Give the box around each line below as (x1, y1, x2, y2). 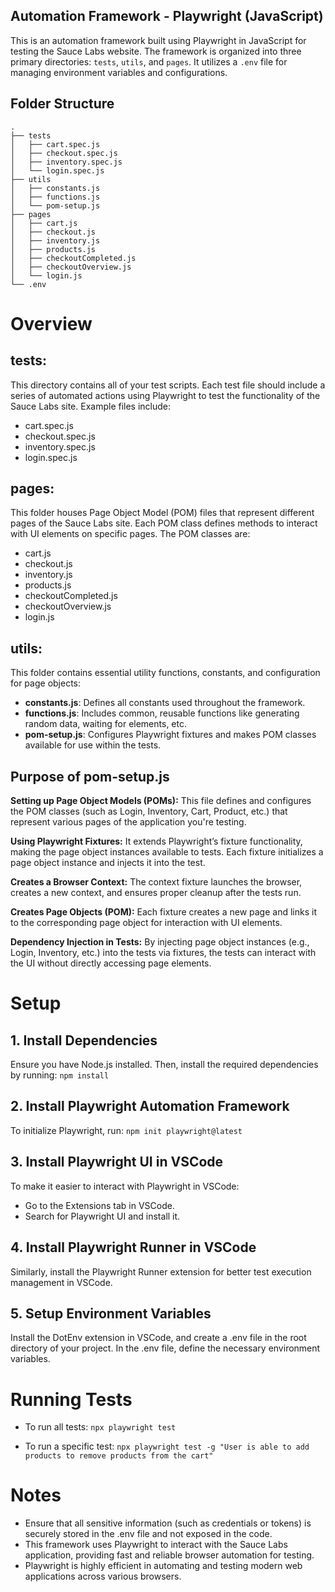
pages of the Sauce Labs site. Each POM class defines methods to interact (10, 517, 318, 529)
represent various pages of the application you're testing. (10, 816, 247, 828)
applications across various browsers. (24, 1570, 182, 1583)
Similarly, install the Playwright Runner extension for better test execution (10, 1265, 312, 1278)
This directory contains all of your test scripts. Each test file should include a (10, 379, 326, 391)
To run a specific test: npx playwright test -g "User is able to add (24, 1440, 310, 1453)
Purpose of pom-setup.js (10, 768, 170, 785)
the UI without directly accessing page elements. (10, 957, 212, 969)
